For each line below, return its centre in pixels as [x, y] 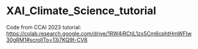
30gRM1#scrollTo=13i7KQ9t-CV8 [47, 40]
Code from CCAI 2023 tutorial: [44, 27]
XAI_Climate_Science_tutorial [81, 11]
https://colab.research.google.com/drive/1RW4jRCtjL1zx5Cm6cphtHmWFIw [99, 33]
